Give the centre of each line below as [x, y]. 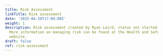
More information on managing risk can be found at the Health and [79, 32]
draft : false [18, 41]
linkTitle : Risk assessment [33, 14]
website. [18, 37]
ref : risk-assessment [27, 46]
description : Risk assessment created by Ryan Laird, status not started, [82, 28]
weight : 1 [15, 23]
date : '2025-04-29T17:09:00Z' [36, 19]
